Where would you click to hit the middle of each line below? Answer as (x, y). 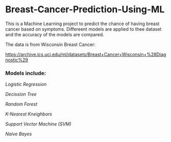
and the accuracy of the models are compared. (55, 34)
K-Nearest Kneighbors (29, 114)
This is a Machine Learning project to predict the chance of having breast (82, 24)
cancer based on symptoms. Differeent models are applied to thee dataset (83, 29)
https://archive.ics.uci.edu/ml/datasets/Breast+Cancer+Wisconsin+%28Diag (86, 54)
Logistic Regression (26, 84)
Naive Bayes (19, 134)
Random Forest (21, 104)
